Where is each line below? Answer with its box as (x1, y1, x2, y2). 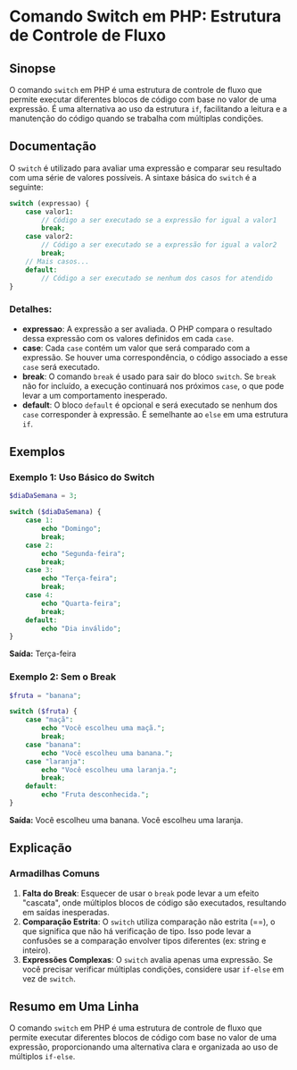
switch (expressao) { (9, 198, 90, 207)
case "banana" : (25, 740, 82, 749)
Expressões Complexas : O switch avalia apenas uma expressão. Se (21, 954, 274, 965)
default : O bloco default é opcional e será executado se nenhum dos (21, 400, 278, 410)
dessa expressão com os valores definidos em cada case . (21, 333, 235, 343)
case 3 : (25, 566, 54, 575)
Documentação (9, 139, 96, 154)
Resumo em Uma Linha (9, 999, 140, 1015)
